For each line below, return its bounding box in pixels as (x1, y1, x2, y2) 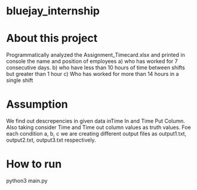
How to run (6, 157, 62, 171)
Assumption (6, 97, 69, 111)
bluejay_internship (6, 4, 100, 18)
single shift (6, 76, 33, 84)
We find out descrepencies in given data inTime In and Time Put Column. (6, 118, 185, 125)
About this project (6, 32, 98, 45)
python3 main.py (6, 177, 48, 184)
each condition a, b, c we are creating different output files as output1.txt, (6, 130, 187, 137)
